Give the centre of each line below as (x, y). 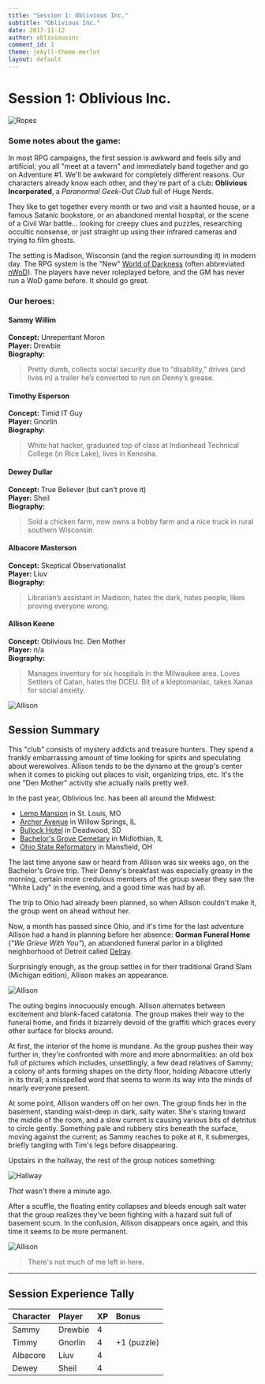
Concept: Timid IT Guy (45, 413)
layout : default (35, 60)
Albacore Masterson (43, 548)
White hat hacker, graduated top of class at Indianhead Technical (133, 446)
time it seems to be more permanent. (68, 1231)
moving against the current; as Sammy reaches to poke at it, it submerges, (129, 1136)
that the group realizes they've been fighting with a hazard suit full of (120, 1214)
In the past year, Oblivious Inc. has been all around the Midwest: (112, 798)
